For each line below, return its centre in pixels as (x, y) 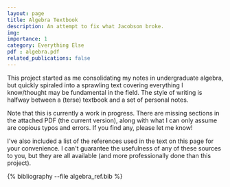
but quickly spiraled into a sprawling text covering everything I (95, 85)
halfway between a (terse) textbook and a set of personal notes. (98, 100)
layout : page (26, 13)
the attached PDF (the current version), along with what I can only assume (112, 120)
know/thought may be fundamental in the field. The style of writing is (105, 92)
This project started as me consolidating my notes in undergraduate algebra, (115, 78)
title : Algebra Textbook (43, 20)
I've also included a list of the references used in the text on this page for (111, 141)
